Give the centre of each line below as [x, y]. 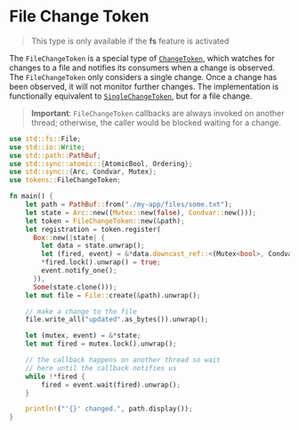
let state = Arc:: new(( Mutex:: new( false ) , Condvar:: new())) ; [141, 212]
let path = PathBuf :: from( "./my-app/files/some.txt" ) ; [129, 205]
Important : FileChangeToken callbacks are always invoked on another [158, 113]
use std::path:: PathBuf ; [55, 155]
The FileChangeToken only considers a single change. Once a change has [143, 76]
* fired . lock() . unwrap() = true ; [101, 263]
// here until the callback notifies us [101, 368]
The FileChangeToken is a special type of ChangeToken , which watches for [142, 58]
